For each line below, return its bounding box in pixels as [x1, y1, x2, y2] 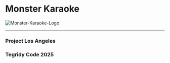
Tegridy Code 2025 [5, 51, 54, 58]
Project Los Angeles [5, 37, 56, 44]
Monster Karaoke [5, 3, 80, 15]
